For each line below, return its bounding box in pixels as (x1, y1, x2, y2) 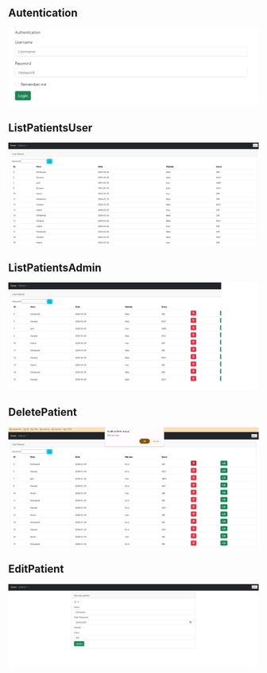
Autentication (8, 6, 78, 20)
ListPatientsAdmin (8, 260, 102, 274)
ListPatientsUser (8, 121, 93, 135)
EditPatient (8, 562, 64, 576)
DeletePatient (8, 405, 78, 419)
